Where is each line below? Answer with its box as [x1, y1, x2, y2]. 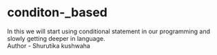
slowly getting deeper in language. [7, 34, 105, 42]
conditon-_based [7, 5, 108, 20]
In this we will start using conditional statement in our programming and [7, 27, 210, 35]
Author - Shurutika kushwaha [7, 41, 91, 50]
